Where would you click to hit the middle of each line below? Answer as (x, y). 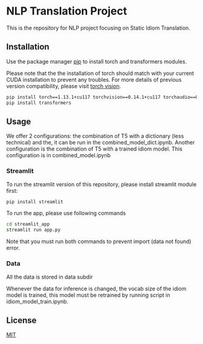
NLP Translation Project (67, 11)
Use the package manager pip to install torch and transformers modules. (97, 61)
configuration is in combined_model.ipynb (58, 155)
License (21, 320)
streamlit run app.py (34, 230)
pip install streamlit (35, 202)
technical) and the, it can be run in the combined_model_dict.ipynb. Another (101, 143)
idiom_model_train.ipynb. (37, 301)
